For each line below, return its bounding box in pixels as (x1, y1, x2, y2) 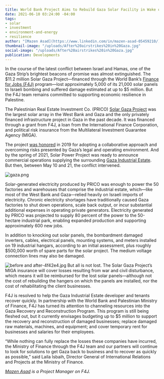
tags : (5, 16, 16, 21)
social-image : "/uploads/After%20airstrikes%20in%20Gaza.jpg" (5, 48, 134, 53)
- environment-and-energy (5, 30, 58, 35)
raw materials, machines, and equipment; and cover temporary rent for (5, 324, 147, 330)
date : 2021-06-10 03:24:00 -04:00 (5, 12, 76, 17)
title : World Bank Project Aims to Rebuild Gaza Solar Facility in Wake (5, 7, 156, 12)
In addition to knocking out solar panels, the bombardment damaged (5, 232, 143, 238)
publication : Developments (5, 52, 60, 58)
